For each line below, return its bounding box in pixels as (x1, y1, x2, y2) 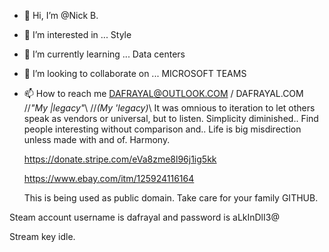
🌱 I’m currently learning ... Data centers (23, 48, 186, 60)
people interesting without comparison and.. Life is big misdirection (23, 123, 302, 135)
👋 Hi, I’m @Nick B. (23, 10, 99, 21)
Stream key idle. (9, 231, 76, 242)
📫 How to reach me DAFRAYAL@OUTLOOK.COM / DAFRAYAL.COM (23, 88, 304, 99)
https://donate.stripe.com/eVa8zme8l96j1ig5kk (23, 153, 217, 165)
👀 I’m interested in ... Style (23, 29, 132, 40)
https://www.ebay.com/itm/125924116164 (23, 173, 195, 184)
